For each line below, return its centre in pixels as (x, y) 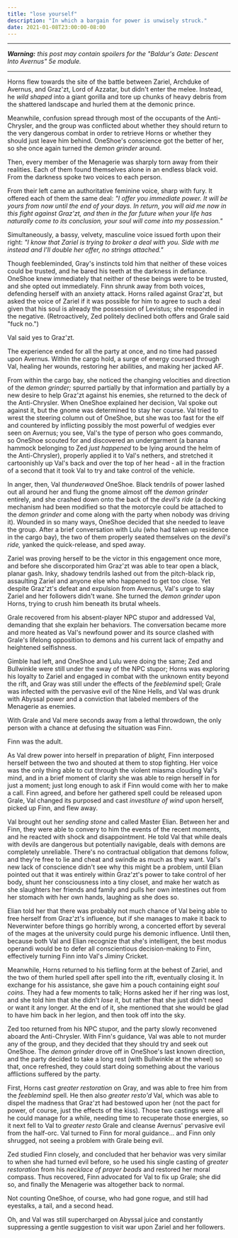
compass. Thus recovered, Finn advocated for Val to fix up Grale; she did (114, 1177)
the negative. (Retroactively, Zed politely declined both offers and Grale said (118, 316)
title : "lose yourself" (42, 14)
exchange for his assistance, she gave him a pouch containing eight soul (113, 985)
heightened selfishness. (42, 648)
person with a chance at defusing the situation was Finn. (90, 728)
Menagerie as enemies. (41, 707)
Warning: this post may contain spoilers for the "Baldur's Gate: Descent (113, 54)
